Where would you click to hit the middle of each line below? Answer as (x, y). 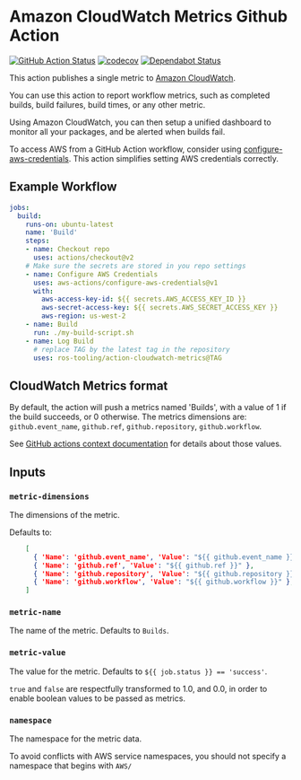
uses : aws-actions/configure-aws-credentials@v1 (125, 283)
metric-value (38, 653)
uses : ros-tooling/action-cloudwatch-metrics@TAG (127, 358)
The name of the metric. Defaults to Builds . (89, 631)
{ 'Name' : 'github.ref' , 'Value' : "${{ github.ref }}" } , (143, 565)
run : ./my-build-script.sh (83, 333)
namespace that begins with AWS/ (71, 766)
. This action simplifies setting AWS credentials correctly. (174, 158)
